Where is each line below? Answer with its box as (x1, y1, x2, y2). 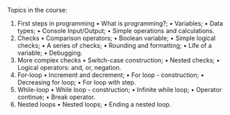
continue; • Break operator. (17, 93, 96, 101)
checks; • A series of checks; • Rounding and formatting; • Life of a (17, 42, 212, 49)
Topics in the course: (7, 6, 67, 14)
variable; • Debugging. (17, 48, 83, 57)
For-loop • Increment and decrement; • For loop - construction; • (17, 71, 205, 79)
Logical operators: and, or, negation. (17, 64, 122, 71)
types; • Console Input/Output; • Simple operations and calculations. (17, 27, 215, 35)
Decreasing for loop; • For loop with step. (17, 78, 137, 86)
